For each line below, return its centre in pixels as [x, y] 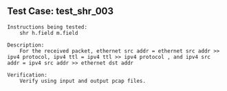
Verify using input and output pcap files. [83, 81]
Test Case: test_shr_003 [61, 11]
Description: [26, 45]
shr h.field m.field [49, 33]
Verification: [28, 75]
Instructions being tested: [47, 27]
